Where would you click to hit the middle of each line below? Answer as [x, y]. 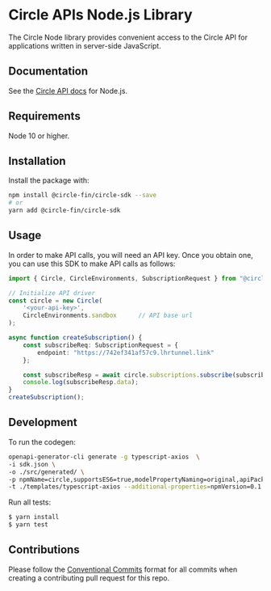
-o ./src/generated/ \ [46, 472]
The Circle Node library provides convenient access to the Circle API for [128, 37]
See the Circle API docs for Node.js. [68, 91]
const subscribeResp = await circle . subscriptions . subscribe [127, 375]
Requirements [44, 116]
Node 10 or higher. [39, 136]
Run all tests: [29, 502]
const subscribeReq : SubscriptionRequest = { [101, 345]
